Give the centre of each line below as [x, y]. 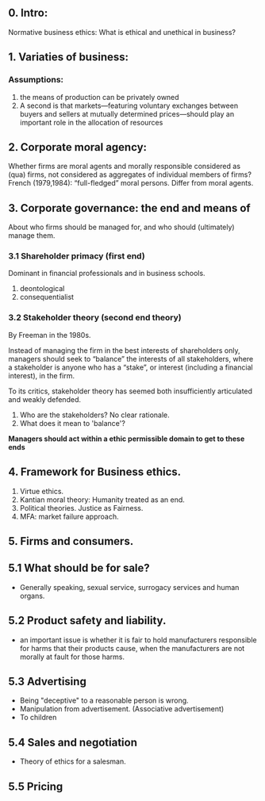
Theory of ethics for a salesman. [73, 761]
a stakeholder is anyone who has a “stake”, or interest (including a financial [131, 367]
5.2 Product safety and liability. [87, 621]
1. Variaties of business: [69, 57]
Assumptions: [36, 80]
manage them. [32, 236]
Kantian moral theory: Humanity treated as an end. [102, 500]
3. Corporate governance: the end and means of [130, 208]
